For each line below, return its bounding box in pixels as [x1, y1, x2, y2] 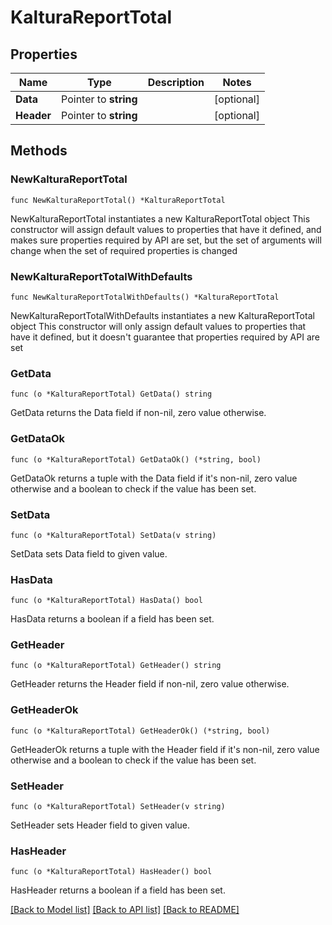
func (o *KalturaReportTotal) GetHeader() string [10, 661, 222, 671]
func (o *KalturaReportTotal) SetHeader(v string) [10, 802, 226, 812]
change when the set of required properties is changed [10, 244, 238, 256]
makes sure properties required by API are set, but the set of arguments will [10, 234, 322, 246]
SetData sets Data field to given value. [10, 547, 168, 560]
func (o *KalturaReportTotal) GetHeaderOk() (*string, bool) [10, 726, 271, 736]
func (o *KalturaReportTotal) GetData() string [10, 389, 213, 400]
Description [147, 76, 205, 89]
